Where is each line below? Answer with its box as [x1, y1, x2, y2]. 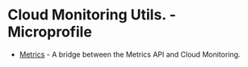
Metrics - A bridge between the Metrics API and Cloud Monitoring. [19, 49, 241, 59]
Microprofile [7, 23, 92, 41]
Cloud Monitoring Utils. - [7, 6, 177, 24]
